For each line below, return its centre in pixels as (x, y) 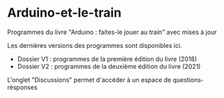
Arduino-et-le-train (65, 13)
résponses (22, 87)
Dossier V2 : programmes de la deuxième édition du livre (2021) (109, 66)
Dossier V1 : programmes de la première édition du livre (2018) (107, 59)
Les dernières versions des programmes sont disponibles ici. (95, 45)
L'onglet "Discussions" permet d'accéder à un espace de (89, 80)
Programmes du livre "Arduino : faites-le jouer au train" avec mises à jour (112, 32)
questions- (188, 80)
